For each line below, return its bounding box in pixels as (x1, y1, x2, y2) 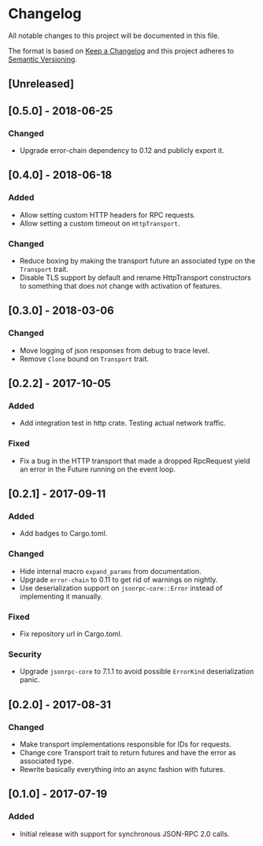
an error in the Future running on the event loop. (19, 464, 176, 474)
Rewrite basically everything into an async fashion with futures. (19, 764, 226, 773)
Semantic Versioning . (8, 54, 77, 64)
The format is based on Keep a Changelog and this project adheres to (8, 46, 235, 55)
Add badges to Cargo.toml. (19, 529, 108, 539)
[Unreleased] (8, 77, 75, 91)
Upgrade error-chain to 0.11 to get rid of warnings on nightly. (19, 575, 218, 584)
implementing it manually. (19, 591, 103, 601)
